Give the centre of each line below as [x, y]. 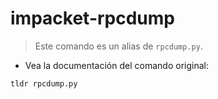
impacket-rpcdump [92, 18]
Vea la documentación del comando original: [116, 65]
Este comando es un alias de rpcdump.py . [118, 46]
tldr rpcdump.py [44, 83]
